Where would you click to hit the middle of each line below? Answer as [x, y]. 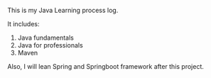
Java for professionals [50, 45]
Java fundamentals [46, 38]
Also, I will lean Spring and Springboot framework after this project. [106, 66]
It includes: [23, 24]
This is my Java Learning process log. [63, 10]
